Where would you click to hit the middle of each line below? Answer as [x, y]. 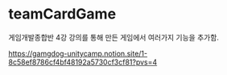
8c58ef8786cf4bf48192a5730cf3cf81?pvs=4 [83, 62]
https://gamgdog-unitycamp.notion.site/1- [78, 53]
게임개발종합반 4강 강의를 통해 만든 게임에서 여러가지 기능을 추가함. [114, 37]
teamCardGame [62, 14]
